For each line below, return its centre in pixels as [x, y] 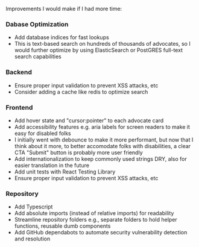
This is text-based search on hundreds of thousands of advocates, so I [102, 44]
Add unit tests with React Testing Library [65, 172]
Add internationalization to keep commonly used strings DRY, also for [101, 158]
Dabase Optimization [37, 24]
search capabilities [38, 57]
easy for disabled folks [43, 133]
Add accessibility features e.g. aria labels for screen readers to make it [102, 127]
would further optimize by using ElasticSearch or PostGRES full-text [99, 50]
